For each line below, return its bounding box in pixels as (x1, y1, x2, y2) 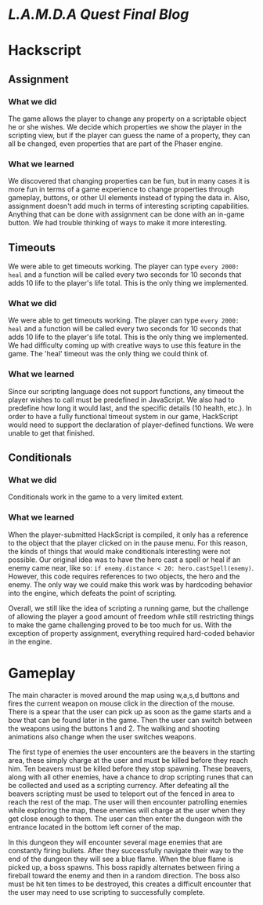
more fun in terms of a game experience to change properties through (8, 184, 235, 194)
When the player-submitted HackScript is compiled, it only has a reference (8, 530, 249, 539)
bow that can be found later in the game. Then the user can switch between (8, 715, 253, 724)
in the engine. (8, 637, 52, 646)
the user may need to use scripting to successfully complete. (8, 887, 205, 896)
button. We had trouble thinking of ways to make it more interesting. (8, 218, 227, 228)
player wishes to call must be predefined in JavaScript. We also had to (8, 395, 235, 404)
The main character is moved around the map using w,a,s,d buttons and (8, 690, 240, 699)
